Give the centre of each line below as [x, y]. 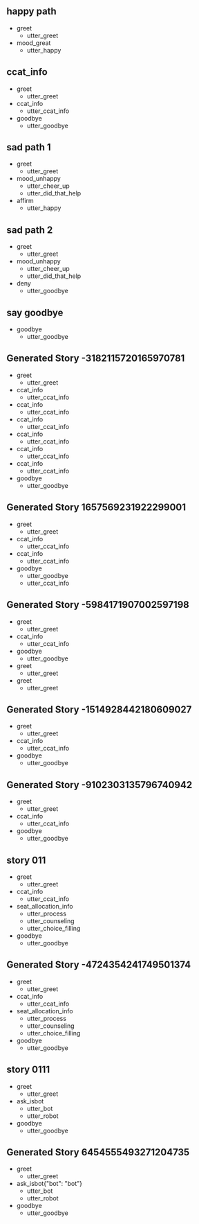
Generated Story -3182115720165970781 [96, 359]
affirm [25, 201]
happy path [31, 11]
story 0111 [28, 1070]
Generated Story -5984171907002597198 [98, 605]
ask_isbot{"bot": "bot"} [49, 1184]
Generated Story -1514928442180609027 [99, 709]
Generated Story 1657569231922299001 [96, 508]
